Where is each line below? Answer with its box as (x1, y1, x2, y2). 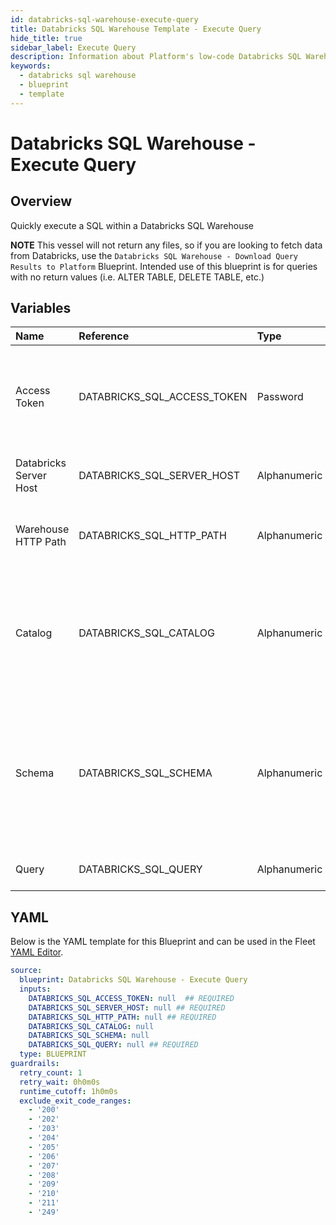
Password (256, 390, 304, 404)
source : (10, 966, 43, 976)
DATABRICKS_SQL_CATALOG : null (28, 1021, 155, 1031)
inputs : (19, 984, 52, 994)
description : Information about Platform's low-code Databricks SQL (10, 52, 302, 62)
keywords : (10, 61, 52, 71)
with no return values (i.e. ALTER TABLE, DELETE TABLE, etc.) (10, 271, 265, 283)
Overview (10, 193, 73, 210)
